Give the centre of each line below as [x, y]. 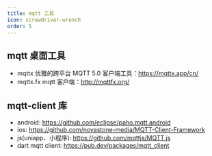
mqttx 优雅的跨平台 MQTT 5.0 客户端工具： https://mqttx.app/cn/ [108, 73]
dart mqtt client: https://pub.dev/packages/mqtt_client [93, 145]
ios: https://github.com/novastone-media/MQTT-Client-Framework [111, 130]
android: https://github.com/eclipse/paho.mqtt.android [94, 122]
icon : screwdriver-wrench [44, 20]
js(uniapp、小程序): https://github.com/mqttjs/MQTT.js [94, 138]
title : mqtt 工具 [31, 13]
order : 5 [19, 26]
